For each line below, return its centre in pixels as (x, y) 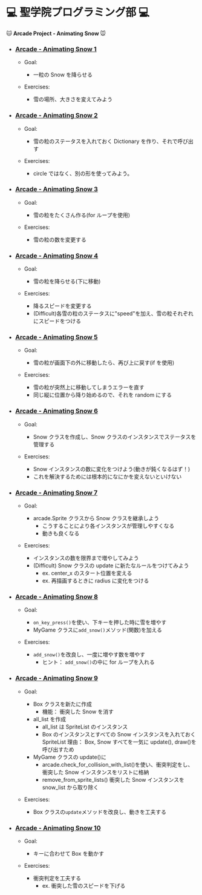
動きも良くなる (61, 533)
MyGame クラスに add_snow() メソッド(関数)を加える (97, 630)
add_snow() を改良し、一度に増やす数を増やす (89, 655)
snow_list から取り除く (70, 787)
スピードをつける (60, 321)
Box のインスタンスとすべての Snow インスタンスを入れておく (119, 734)
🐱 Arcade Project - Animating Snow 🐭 (56, 33)
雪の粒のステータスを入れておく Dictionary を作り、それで (105, 141)
